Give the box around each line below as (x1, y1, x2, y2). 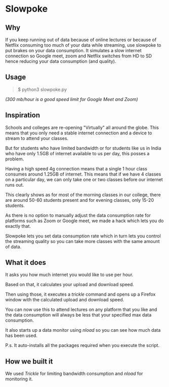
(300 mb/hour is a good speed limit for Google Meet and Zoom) (5, 96, 138, 102)
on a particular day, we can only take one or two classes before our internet (5, 176, 163, 183)
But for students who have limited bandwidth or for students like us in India (5, 145, 161, 151)
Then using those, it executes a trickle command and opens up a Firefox (5, 291, 156, 297)
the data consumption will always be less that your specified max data (5, 312, 152, 318)
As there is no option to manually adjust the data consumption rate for (5, 212, 151, 218)
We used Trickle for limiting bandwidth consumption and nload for (5, 371, 143, 377)
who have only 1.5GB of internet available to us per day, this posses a (5, 150, 150, 156)
